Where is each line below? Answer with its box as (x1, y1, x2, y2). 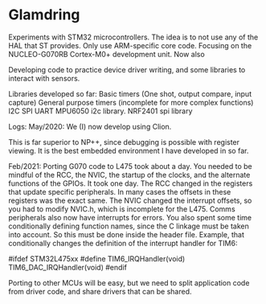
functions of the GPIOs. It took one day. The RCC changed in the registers (8, 179, 253, 188)
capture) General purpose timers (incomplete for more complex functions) (8, 97, 254, 107)
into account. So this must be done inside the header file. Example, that (8, 229, 245, 239)
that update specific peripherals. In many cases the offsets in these (8, 187, 231, 196)
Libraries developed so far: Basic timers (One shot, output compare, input (8, 88, 252, 98)
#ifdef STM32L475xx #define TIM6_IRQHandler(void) (8, 253, 186, 263)
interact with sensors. (8, 73, 80, 83)
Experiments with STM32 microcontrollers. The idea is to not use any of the (8, 32, 259, 42)
